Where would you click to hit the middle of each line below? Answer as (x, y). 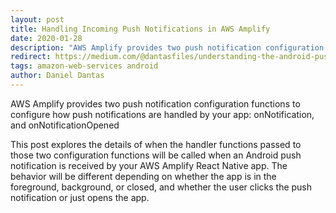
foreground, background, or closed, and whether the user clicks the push (161, 187)
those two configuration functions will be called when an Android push (156, 155)
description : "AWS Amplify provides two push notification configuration (167, 47)
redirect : (31, 57)
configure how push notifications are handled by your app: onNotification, (162, 114)
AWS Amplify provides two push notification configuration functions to (155, 103)
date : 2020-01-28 (46, 38)
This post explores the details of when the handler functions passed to (156, 144)
